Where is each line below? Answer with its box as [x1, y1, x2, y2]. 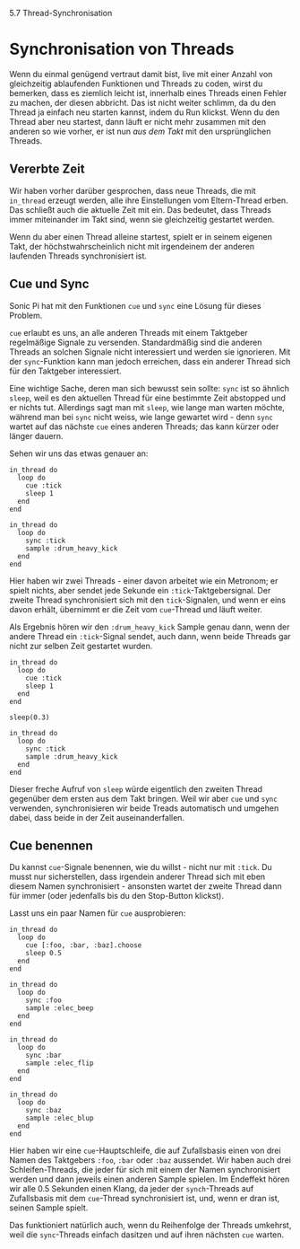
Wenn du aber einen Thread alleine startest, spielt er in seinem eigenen [9, 231, 273, 242]
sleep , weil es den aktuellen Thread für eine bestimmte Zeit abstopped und [9, 392, 287, 403]
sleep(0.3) [9, 713, 50, 722]
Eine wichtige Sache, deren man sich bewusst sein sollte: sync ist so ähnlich [9, 383, 289, 393]
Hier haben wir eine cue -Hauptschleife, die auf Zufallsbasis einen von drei [9, 1145, 281, 1157]
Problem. [9, 310, 43, 321]
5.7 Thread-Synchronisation [9, 8, 113, 18]
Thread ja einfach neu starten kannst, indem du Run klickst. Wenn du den [9, 107, 280, 118]
